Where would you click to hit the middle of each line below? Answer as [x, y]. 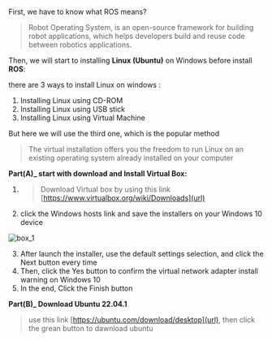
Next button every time [58, 262]
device [31, 222]
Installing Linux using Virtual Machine [83, 118]
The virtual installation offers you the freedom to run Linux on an [136, 149]
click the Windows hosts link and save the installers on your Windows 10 [141, 214]
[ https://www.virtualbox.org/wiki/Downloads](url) [123, 198]
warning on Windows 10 [60, 280]
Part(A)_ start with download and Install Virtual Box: [98, 173]
